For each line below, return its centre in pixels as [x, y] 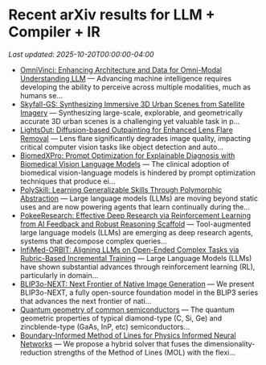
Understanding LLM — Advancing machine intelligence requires [125, 78]
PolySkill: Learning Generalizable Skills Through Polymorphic [121, 189]
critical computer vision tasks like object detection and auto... [121, 147]
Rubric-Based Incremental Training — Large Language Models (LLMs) [136, 258]
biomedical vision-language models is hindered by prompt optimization [137, 172]
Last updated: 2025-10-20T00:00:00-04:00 [81, 54]
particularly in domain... [59, 275]
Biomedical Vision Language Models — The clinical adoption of [125, 164]
